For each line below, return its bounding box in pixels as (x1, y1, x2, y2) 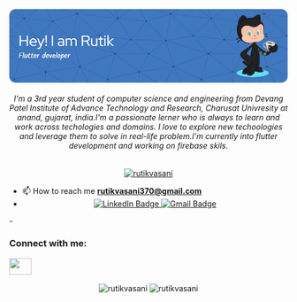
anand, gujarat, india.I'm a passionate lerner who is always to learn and (17, 112, 280, 122)
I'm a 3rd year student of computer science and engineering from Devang (13, 93, 284, 104)
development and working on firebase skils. (68, 140, 229, 151)
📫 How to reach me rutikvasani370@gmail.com (21, 185, 202, 196)
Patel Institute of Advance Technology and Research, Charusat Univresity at (9, 102, 288, 113)
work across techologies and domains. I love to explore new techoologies (14, 121, 283, 132)
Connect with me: (9, 237, 88, 250)
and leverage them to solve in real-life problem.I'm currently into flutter (19, 130, 278, 141)
